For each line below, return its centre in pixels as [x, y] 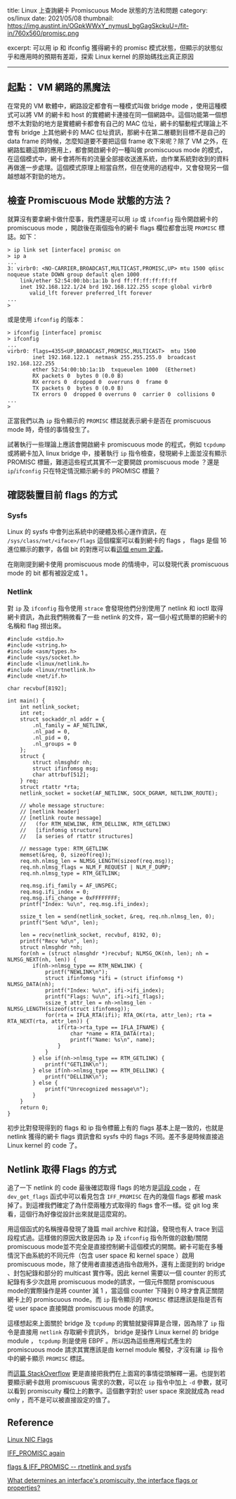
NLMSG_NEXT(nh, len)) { [42, 959]
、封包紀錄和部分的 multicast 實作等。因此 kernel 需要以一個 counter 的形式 [117, 1273]
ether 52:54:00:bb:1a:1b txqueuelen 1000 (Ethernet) [114, 369]
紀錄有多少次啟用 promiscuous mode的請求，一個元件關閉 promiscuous [111, 1282]
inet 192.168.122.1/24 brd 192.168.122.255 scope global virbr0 [116, 287]
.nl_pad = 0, [52, 731]
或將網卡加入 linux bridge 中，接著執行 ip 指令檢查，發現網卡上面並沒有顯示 [117, 453]
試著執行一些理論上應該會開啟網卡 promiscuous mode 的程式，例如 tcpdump [117, 444]
